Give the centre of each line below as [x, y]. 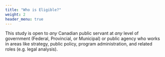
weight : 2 [15, 14]
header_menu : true [24, 19]
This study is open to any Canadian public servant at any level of [72, 33]
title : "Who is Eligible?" [33, 10]
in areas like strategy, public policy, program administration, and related [79, 44]
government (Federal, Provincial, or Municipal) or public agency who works [82, 38]
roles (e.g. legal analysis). [31, 49]
